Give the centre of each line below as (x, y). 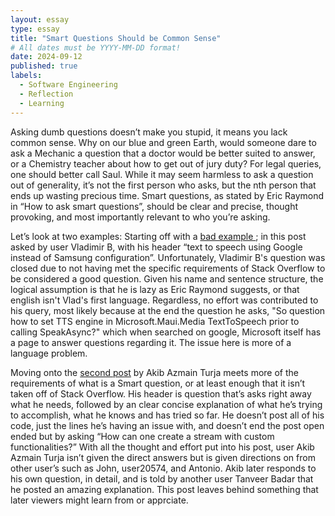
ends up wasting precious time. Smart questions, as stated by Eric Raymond (167, 195)
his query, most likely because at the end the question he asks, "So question (168, 310)
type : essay (35, 29)
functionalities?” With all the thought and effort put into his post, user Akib (162, 447)
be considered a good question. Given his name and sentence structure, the (167, 278)
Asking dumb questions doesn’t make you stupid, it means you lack (149, 132)
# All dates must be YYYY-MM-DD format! (96, 47)
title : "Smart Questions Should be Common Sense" (116, 38)
